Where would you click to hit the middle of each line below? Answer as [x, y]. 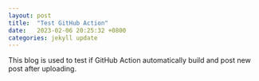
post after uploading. [43, 69]
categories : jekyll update [53, 38]
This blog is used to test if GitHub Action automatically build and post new [129, 60]
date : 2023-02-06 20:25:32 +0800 [67, 30]
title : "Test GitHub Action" [59, 23]
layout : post [30, 15]
